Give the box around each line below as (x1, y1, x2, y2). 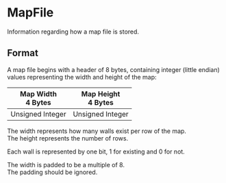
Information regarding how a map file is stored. (7, 27, 139, 36)
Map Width (19, 89, 57, 99)
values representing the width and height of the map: (7, 73, 157, 81)
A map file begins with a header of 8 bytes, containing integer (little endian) (7, 65, 221, 73)
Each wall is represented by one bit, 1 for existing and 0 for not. (7, 147, 185, 156)
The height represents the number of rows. (7, 134, 129, 142)
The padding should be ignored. (7, 168, 98, 176)
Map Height (81, 89, 121, 99)
